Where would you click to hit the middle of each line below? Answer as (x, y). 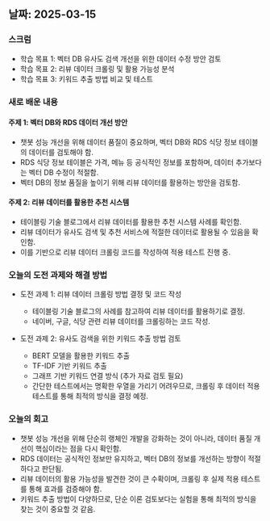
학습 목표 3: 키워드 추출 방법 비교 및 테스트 (86, 78)
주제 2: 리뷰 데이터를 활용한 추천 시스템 (69, 202)
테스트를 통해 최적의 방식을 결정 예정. (90, 396)
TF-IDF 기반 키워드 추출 (69, 366)
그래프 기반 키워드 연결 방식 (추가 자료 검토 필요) (108, 376)
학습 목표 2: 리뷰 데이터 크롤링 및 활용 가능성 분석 (97, 69)
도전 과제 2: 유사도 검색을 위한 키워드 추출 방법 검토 (100, 338)
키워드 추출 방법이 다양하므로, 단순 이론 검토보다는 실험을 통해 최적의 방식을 (138, 498)
